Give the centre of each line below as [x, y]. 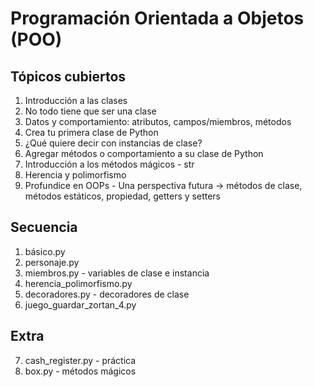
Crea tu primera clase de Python [91, 132]
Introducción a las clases [76, 100]
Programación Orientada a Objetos [157, 18]
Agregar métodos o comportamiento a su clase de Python [144, 153]
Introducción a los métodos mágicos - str [109, 164]
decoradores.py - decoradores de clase [107, 294]
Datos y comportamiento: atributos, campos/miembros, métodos [158, 121]
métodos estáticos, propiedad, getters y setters [122, 196]
